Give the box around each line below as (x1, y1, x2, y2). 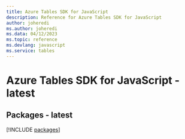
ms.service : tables (6, 48, 55, 54)
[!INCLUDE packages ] (6, 126, 60, 133)
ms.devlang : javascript (6, 43, 66, 49)
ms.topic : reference (6, 37, 58, 43)
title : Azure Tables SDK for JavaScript (6, 8, 109, 15)
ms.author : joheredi (6, 25, 58, 32)
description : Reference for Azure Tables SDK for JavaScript (6, 14, 162, 20)
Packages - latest (6, 110, 73, 120)
